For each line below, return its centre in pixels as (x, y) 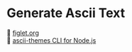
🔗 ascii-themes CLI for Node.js (51, 40)
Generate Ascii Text (66, 13)
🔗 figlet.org (23, 33)
